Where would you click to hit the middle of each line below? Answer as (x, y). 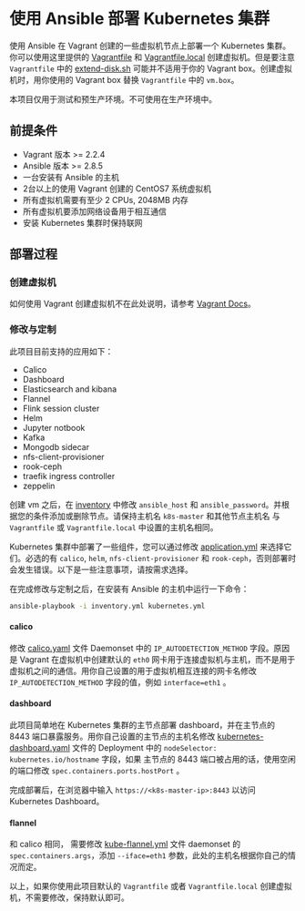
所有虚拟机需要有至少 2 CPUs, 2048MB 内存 (105, 200)
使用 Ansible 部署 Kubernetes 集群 (140, 19)
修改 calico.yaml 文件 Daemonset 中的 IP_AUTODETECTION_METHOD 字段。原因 (150, 648)
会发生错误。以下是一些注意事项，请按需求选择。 (101, 569)
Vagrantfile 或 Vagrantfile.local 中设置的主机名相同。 (114, 527)
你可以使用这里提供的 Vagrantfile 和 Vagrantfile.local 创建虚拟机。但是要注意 (152, 56)
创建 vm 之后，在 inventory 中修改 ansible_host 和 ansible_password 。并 (146, 504)
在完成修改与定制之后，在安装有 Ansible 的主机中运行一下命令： (129, 589)
